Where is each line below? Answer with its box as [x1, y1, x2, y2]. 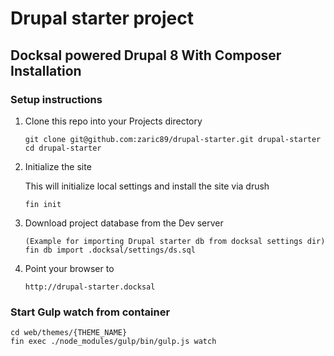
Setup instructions [10, 92, 103, 106]
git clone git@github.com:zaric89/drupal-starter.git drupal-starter [24, 134, 322, 144]
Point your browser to [24, 262, 115, 274]
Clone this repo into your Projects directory [24, 115, 203, 127]
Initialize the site [24, 160, 92, 172]
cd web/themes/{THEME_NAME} [10, 328, 128, 338]
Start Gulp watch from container [10, 305, 171, 319]
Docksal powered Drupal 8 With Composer [10, 47, 282, 64]
